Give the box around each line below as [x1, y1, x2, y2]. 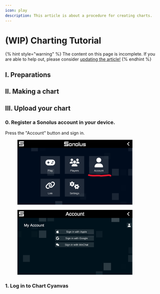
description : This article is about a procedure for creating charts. [5, 13, 153, 18]
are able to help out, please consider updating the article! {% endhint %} [5, 57, 152, 62]
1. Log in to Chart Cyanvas [5, 282, 69, 289]
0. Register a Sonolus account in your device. [5, 118, 115, 125]
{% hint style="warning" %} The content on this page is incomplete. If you [5, 51, 156, 57]
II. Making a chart [5, 88, 59, 96]
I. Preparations [5, 70, 51, 79]
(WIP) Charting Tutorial [5, 35, 102, 46]
